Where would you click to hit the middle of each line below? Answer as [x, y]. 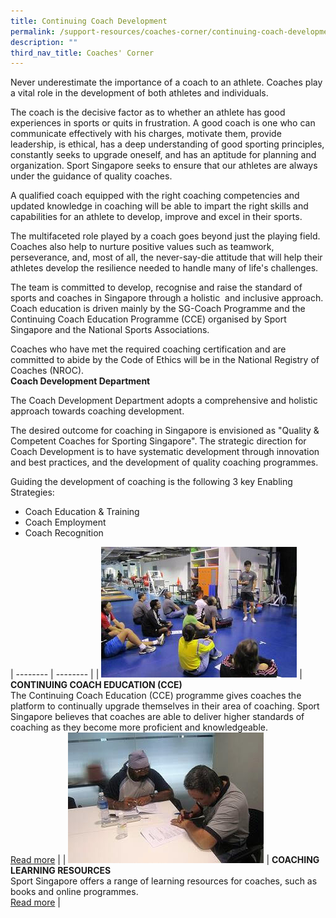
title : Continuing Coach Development [89, 21]
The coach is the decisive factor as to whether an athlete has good [148, 112]
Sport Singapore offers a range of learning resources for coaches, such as [164, 881]
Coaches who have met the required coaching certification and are [148, 349]
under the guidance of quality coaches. [91, 176]
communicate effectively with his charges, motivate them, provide [146, 134]
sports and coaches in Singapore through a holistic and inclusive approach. [167, 298]
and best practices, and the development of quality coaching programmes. [164, 462]
